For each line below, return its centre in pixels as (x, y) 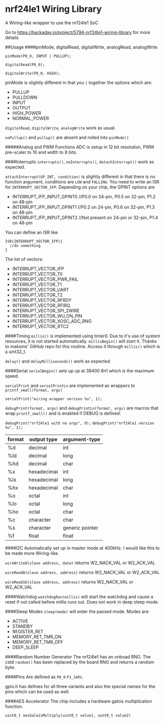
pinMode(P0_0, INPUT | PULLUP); (38, 56)
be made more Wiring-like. (32, 553)
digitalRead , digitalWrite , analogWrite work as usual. (60, 128)
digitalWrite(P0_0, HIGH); (33, 73)
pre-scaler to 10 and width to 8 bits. (41, 152)
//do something (25, 246)
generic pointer (81, 528)
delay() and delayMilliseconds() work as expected (57, 361)
